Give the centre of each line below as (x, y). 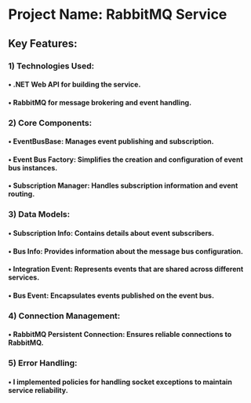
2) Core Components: (50, 123)
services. (24, 277)
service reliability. (38, 390)
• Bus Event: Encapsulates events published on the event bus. (111, 295)
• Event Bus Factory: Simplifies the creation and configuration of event (125, 159)
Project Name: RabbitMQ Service (118, 15)
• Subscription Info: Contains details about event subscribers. (111, 233)
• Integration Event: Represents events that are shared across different (126, 269)
